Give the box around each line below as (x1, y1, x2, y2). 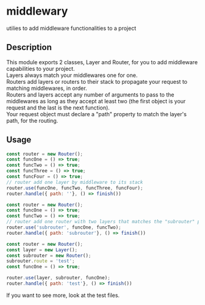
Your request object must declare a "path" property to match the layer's (6, 110, 187, 117)
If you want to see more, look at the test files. (6, 292, 120, 299)
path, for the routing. (6, 117, 59, 124)
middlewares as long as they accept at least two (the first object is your (6, 97, 186, 105)
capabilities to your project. (6, 65, 75, 72)
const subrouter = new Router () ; (6, 252, 92, 259)
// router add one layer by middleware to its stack (6, 179, 143, 185)
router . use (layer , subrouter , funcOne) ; (6, 275, 111, 281)
